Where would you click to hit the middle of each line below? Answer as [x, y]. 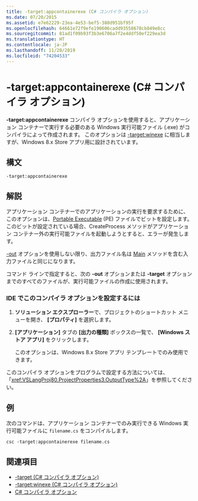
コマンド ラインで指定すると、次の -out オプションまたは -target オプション [99, 274]
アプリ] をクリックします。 [59, 340]
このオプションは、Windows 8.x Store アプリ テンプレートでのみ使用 [99, 352]
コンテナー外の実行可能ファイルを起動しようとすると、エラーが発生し [98, 234]
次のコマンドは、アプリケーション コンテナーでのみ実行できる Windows [94, 423]
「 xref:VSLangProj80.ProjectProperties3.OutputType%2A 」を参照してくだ [97, 380]
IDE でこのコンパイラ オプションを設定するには [73, 298]
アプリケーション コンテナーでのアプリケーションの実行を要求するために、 [98, 212]
